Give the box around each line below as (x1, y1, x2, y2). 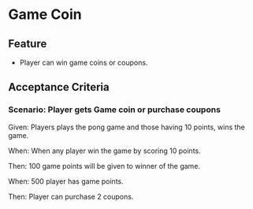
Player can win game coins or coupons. (19, 58, 148, 67)
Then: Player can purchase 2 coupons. (8, 192, 134, 201)
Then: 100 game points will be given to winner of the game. (8, 161, 201, 170)
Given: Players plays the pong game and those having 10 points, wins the (8, 122, 246, 132)
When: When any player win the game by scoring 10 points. (8, 146, 201, 155)
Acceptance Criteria (8, 80, 110, 94)
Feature (8, 37, 47, 50)
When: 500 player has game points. (8, 176, 124, 186)
